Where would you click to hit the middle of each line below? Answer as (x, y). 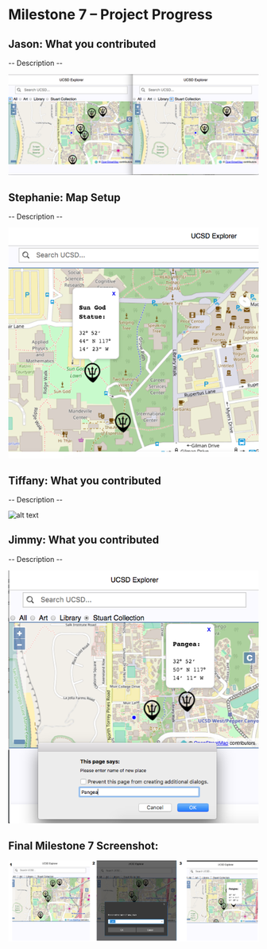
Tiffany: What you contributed (85, 480)
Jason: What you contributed (82, 44)
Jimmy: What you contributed (84, 540)
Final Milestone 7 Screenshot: (83, 845)
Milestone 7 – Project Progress (110, 15)
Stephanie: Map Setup (64, 198)
